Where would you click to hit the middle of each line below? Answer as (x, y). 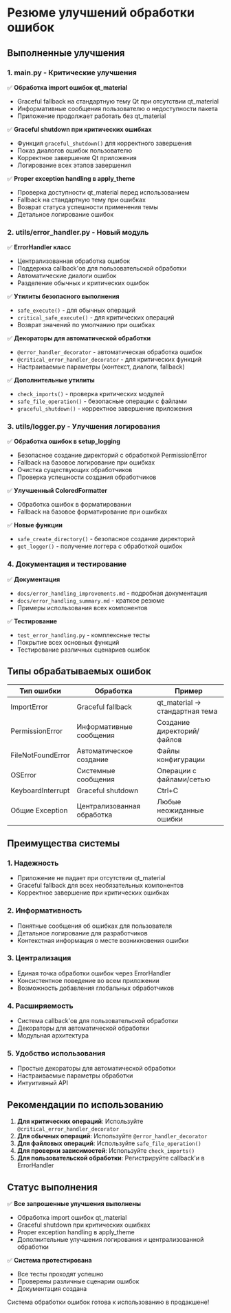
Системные (96, 770)
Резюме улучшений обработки (101, 13)
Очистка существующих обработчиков (75, 470)
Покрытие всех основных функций (68, 642)
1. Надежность (33, 863)
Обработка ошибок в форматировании (74, 505)
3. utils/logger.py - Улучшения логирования (84, 427)
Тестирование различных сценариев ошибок (84, 650)
